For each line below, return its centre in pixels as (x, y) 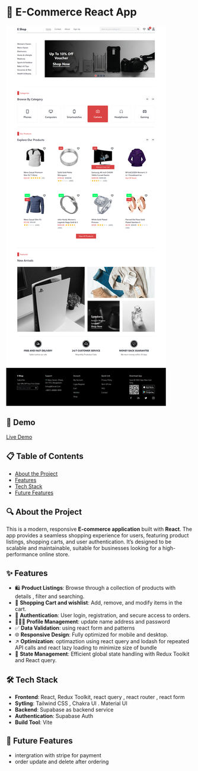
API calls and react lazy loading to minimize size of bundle (86, 648)
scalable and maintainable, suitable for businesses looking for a (84, 548)
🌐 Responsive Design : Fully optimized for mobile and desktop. (92, 635)
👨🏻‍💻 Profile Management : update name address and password (92, 622)
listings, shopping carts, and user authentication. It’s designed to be (89, 542)
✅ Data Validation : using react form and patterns (75, 628)
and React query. (36, 660)
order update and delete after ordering (62, 761)
